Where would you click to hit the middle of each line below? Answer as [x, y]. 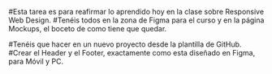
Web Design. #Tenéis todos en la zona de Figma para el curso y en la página [136, 20]
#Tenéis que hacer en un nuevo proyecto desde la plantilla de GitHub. [125, 44]
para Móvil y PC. [36, 61]
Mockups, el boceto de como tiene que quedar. [88, 29]
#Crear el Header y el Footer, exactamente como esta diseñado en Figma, [132, 53]
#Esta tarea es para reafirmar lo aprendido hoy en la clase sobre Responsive [136, 12]
